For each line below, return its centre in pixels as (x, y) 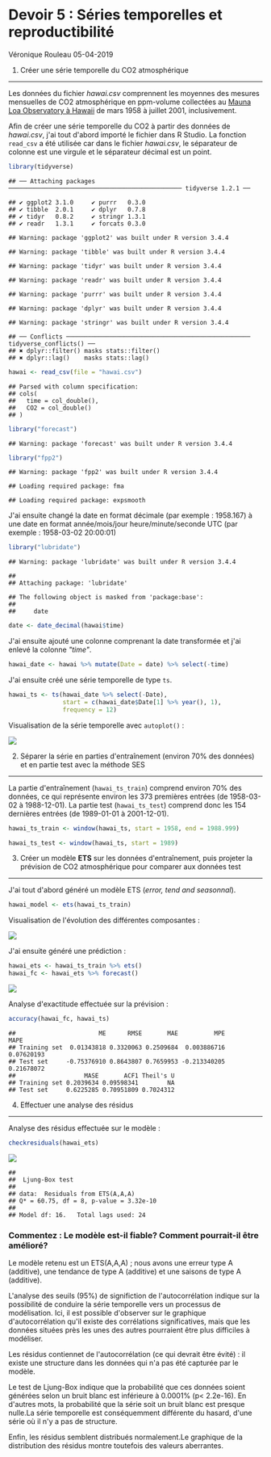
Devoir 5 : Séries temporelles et (116, 15)
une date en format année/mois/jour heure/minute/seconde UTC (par (123, 524)
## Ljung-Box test (41, 1180)
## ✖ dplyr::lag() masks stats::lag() (79, 358)
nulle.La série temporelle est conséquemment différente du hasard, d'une (130, 1413)
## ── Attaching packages (52, 181)
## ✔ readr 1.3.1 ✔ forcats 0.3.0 (77, 224)
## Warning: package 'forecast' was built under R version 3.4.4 (120, 443)
